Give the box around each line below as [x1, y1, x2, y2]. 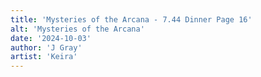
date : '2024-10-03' [10, 33, 92, 43]
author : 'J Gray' [10, 42, 83, 53]
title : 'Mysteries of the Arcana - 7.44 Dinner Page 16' [10, 14, 253, 25]
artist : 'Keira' [10, 52, 78, 62]
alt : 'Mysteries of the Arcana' [10, 24, 145, 34]
